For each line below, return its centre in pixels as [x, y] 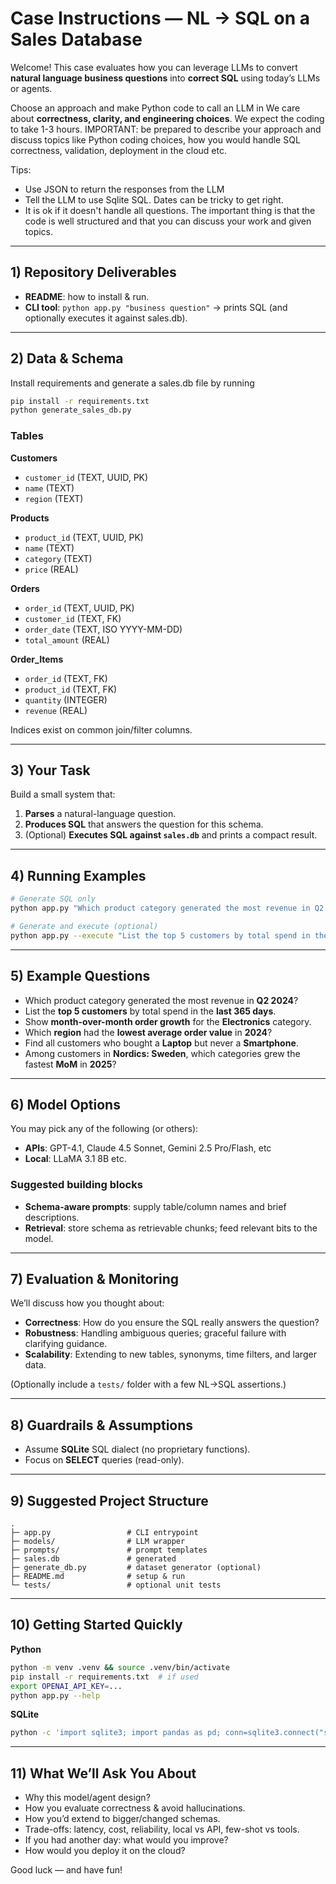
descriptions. [52, 1217]
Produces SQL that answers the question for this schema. [144, 824]
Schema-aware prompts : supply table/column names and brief [155, 1206]
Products [30, 518]
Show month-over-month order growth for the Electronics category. [168, 1021]
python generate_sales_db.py [71, 410]
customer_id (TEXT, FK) [73, 618]
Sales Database [76, 39]
